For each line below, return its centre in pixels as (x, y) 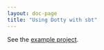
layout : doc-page (32, 13)
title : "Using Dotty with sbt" (52, 20)
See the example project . (43, 39)
